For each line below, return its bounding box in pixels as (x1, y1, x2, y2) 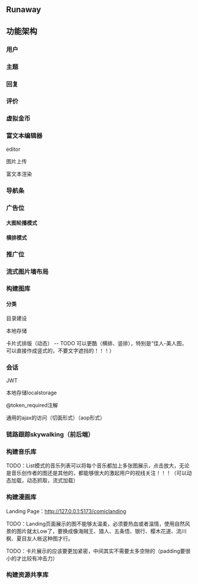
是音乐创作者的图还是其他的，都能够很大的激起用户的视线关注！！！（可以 (6, 470, 187, 477)
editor (6, 146, 21, 153)
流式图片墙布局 (6, 268, 49, 276)
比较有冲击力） (21, 555, 58, 562)
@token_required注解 (6, 401, 58, 408)
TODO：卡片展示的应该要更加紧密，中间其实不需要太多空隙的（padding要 (6, 547, 186, 555)
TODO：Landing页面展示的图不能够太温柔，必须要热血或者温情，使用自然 (6, 520, 186, 527)
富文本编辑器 (6, 132, 43, 140)
